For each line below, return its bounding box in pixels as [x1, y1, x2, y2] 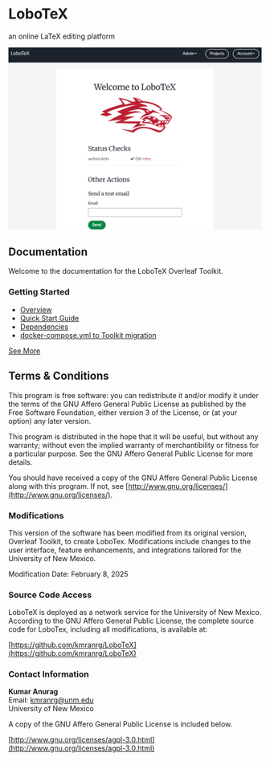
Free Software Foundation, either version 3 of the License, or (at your [8, 407, 238, 417]
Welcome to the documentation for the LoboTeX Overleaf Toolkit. [8, 267, 223, 276]
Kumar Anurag [8, 687, 59, 697]
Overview [19, 304, 52, 314]
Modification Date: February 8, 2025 [8, 569, 129, 579]
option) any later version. [8, 416, 91, 425]
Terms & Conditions [8, 369, 110, 383]
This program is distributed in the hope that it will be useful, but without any [8, 431, 259, 442]
